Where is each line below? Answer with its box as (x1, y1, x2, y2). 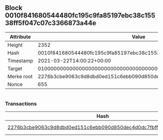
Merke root (7, 73, 33, 79)
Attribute (9, 33, 31, 40)
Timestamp (7, 57, 33, 64)
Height (7, 41, 23, 48)
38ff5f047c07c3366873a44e (5, 19, 97, 27)
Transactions (5, 100, 37, 107)
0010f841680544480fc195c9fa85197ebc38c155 (5, 12, 155, 20)
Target (7, 65, 23, 72)
